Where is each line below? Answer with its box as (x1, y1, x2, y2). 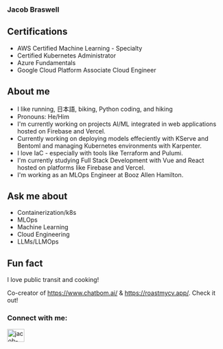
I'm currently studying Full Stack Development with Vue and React (16, 156, 204, 164)
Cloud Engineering (16, 231, 70, 239)
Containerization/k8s (16, 209, 77, 217)
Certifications (7, 26, 68, 38)
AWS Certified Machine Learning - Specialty (16, 44, 143, 52)
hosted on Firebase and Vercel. (16, 127, 106, 135)
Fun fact (7, 257, 43, 269)
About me (7, 86, 50, 97)
